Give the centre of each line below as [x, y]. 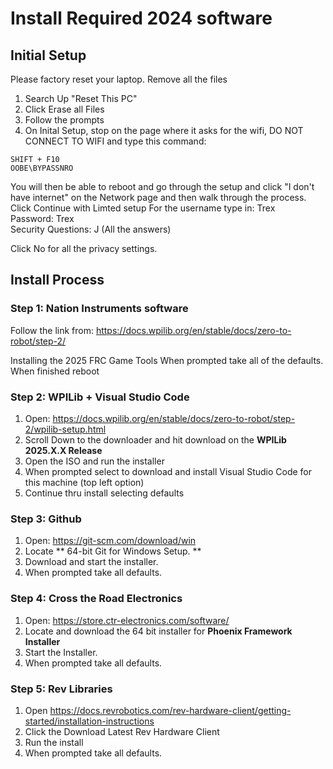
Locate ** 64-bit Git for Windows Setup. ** [113, 551]
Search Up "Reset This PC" [81, 98]
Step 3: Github [46, 519]
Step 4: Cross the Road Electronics [96, 599]
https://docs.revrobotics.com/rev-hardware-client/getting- [170, 710]
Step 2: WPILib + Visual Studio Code [100, 397]
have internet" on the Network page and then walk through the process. [158, 197]
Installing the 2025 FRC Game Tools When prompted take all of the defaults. [167, 360]
